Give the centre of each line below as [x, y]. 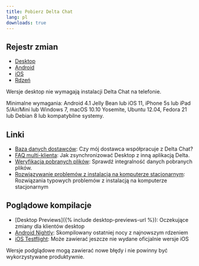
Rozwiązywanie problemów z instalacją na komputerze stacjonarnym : [100, 174]
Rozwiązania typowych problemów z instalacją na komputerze [91, 180]
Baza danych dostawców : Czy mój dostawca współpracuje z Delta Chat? [104, 149]
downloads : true [26, 23]
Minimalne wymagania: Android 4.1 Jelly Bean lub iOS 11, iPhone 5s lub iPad [99, 103]
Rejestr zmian [32, 47]
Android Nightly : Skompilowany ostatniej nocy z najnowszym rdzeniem [101, 232]
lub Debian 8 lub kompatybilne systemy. [55, 116]
